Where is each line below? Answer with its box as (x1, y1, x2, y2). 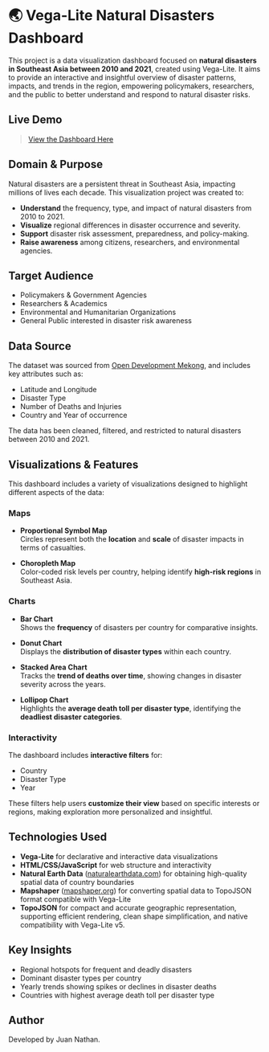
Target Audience (8, 268, 94, 282)
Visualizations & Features (8, 457, 139, 471)
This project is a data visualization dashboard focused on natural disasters (8, 55, 257, 65)
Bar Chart (19, 614, 54, 624)
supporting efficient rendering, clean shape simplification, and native (19, 911, 248, 921)
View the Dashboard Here (27, 134, 114, 144)
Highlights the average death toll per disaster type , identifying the (19, 703, 242, 713)
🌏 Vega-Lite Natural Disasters (8, 6, 215, 25)
